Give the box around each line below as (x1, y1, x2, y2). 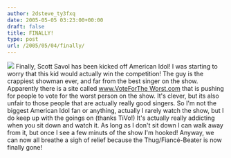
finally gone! (7, 143, 43, 151)
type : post (7, 36, 39, 43)
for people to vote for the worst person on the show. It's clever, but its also (7, 91, 219, 100)
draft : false (7, 23, 45, 30)
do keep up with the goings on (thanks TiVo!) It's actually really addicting (7, 114, 215, 122)
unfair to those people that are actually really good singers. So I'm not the (7, 99, 216, 107)
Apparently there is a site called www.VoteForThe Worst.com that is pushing (7, 85, 224, 92)
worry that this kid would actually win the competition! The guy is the (7, 70, 204, 78)
